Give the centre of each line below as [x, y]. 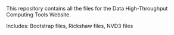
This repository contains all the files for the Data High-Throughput [87, 8]
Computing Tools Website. [39, 15]
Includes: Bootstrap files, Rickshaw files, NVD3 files [70, 26]
